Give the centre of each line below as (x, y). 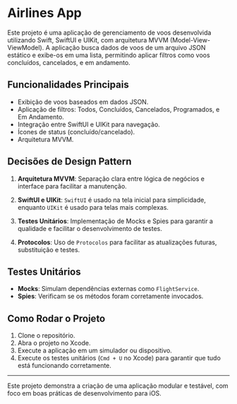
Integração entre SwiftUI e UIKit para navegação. (89, 124)
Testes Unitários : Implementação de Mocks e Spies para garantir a (115, 221)
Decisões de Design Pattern (69, 161)
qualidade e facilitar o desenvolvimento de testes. (90, 228)
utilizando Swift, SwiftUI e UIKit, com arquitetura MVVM (88, 40)
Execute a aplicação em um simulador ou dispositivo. (95, 350)
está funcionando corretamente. (64, 366)
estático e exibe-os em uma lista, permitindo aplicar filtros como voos (109, 55)
